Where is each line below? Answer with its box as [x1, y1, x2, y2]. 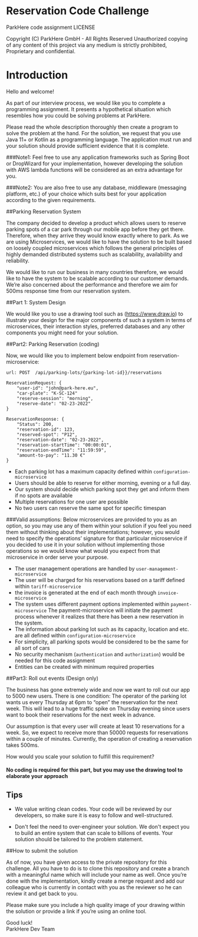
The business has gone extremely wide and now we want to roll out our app [6, 686, 190, 693]
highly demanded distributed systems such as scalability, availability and [6, 250, 183, 258]
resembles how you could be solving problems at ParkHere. [6, 112, 151, 119]
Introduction [6, 69, 68, 82]
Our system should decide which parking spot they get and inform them [14, 486, 190, 493]
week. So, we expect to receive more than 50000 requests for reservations [6, 728, 189, 736]
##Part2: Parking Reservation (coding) [6, 340, 100, 347]
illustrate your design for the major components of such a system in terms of [6, 316, 192, 323]
